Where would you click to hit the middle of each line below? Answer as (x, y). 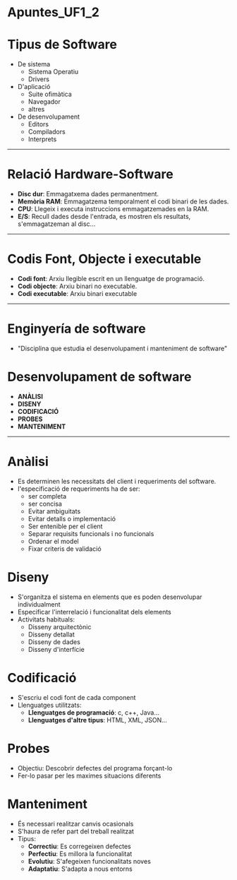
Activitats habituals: (46, 619)
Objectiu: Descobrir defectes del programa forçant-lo (95, 768)
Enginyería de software (77, 329)
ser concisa (45, 504)
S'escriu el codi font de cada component (77, 697)
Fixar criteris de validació (65, 549)
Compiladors (47, 132)
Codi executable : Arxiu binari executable (77, 293)
